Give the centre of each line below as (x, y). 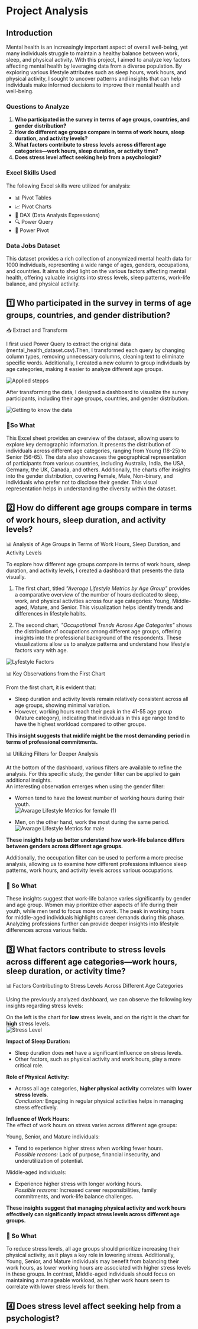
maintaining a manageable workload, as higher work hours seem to (88, 1280)
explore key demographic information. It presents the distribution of (88, 444)
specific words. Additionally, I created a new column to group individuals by (98, 363)
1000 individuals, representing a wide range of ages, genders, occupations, (98, 265)
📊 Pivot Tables (33, 198)
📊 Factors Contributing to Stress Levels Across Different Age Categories (95, 985)
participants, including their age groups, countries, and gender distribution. (98, 398)
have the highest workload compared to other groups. (80, 724)
